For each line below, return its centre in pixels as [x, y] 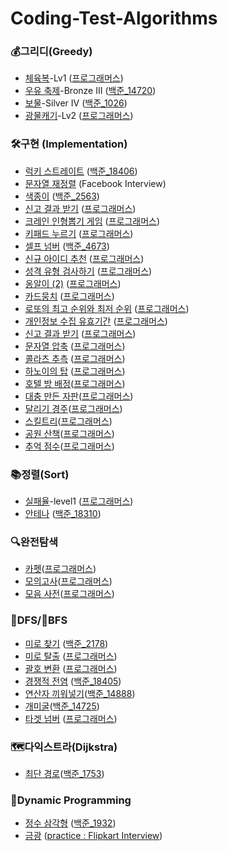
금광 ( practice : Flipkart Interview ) [93, 836]
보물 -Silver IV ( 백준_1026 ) [76, 103]
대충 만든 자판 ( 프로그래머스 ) [79, 396]
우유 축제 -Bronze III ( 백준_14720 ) [90, 91]
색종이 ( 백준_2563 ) [62, 196]
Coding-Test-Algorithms [114, 18]
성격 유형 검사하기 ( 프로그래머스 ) [88, 271]
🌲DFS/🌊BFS [39, 620]
